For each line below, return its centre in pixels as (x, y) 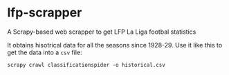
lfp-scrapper (45, 13)
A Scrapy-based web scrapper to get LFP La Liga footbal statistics (102, 32)
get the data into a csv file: (45, 52)
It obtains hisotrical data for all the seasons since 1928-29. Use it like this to (115, 45)
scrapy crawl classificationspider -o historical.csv (86, 65)
